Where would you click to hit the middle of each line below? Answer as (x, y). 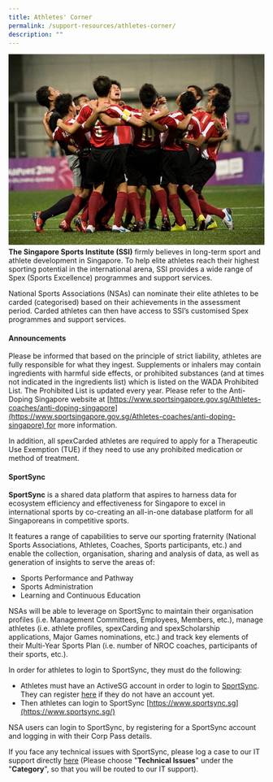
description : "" (36, 34)
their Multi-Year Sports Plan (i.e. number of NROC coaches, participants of (133, 645)
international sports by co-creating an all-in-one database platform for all (131, 512)
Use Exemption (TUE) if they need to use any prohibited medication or (126, 450)
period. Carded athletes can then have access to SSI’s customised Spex (129, 311)
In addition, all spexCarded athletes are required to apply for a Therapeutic (133, 441)
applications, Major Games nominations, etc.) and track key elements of (129, 637)
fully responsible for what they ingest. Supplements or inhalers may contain (135, 365)
